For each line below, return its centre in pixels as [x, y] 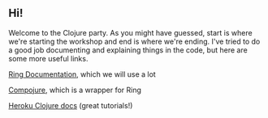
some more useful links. [48, 58]
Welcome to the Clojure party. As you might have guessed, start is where [131, 32]
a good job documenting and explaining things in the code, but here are [128, 50]
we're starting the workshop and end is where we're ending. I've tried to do [134, 41]
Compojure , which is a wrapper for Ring [75, 90]
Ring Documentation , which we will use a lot [82, 74]
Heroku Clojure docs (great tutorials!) [71, 105]
